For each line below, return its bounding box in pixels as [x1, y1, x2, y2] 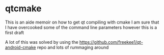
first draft [5, 29, 24, 35]
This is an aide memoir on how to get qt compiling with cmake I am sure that [5, 19, 160, 25]
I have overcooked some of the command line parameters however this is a [5, 24, 157, 30]
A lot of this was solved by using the [5, 39, 79, 45]
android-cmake [5, 44, 36, 50]
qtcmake [5, 3, 42, 14]
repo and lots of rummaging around [37, 44, 109, 50]
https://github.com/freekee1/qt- [79, 39, 143, 45]
